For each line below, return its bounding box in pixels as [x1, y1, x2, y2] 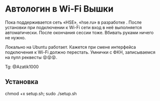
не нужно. [5, 35, 26, 41]
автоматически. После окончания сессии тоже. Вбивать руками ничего [5, 29, 154, 35]
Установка [5, 78, 39, 86]
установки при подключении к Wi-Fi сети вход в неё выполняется [5, 24, 142, 30]
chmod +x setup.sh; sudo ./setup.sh [5, 90, 77, 96]
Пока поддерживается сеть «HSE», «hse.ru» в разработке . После [5, 19, 142, 25]
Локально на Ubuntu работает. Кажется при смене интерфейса [5, 44, 136, 50]
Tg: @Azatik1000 [5, 64, 39, 70]
